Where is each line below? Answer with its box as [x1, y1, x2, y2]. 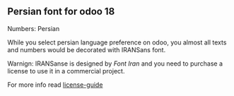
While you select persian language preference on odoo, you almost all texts [7, 38, 227, 47]
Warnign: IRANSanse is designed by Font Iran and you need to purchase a [7, 59, 223, 68]
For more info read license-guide [7, 80, 103, 89]
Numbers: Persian [7, 24, 60, 32]
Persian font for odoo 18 [7, 6, 115, 18]
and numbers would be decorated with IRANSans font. [7, 45, 166, 54]
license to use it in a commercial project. [7, 66, 125, 75]
